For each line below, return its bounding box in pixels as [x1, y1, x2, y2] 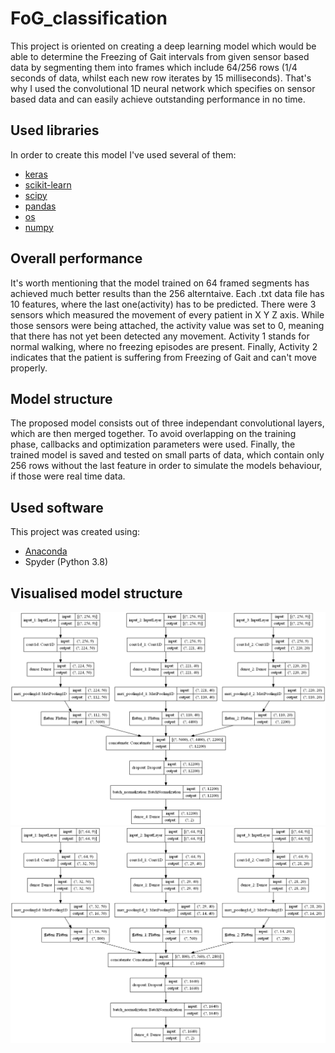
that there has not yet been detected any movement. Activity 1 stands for [10, 330, 310, 342]
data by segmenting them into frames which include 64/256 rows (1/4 [10, 61, 298, 73]
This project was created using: [10, 526, 141, 538]
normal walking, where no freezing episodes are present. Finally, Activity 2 [10, 340, 318, 352]
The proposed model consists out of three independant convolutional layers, [10, 417, 325, 429]
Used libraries [10, 122, 100, 139]
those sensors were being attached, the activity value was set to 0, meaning [10, 319, 325, 331]
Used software [10, 499, 104, 516]
